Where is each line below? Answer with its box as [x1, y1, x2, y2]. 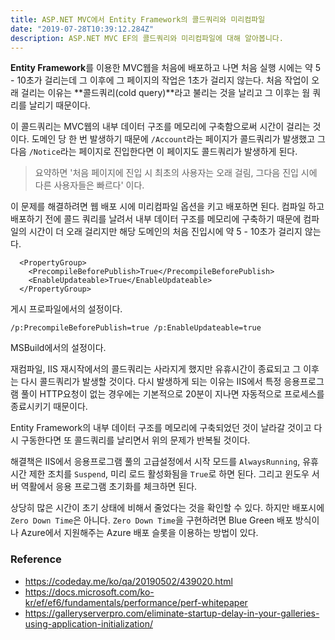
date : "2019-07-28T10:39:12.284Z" [10, 24, 155, 34]
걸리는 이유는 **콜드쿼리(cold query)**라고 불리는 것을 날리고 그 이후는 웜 [20, 87, 311, 99]
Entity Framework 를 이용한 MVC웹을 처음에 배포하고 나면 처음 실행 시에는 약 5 [10, 62, 322, 74]
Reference [10, 552, 62, 566]
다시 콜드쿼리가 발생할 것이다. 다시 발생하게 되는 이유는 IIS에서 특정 [20, 376, 282, 388]
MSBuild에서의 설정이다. [10, 342, 107, 354]
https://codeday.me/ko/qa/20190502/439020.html [24, 575, 233, 587]
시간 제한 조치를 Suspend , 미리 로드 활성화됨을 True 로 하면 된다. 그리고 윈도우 [10, 468, 310, 480]
